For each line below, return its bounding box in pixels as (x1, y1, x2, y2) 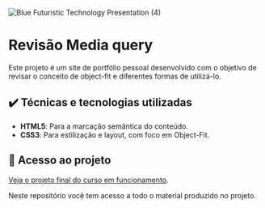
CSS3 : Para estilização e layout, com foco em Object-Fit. (19, 129, 210, 139)
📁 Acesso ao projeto (8, 154, 111, 168)
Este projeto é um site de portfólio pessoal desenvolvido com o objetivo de (8, 62, 257, 72)
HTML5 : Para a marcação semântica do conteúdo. (19, 121, 188, 131)
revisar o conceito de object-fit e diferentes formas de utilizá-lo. (8, 71, 222, 81)
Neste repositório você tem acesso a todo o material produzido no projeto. (8, 190, 257, 200)
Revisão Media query (8, 36, 154, 54)
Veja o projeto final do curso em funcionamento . (8, 175, 169, 185)
